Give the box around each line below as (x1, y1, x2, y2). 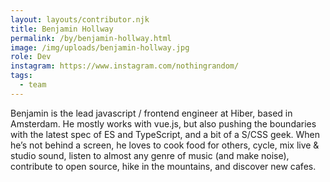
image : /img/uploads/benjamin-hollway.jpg (10, 42, 190, 53)
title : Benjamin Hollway (10, 24, 114, 34)
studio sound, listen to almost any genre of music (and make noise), (10, 149, 290, 161)
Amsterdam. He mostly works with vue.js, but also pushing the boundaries (10, 117, 317, 130)
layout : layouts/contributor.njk (10, 14, 150, 25)
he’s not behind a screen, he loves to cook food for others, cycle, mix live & (10, 139, 320, 151)
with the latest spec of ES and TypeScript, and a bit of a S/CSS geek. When (10, 128, 321, 140)
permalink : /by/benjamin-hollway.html (10, 33, 172, 43)
